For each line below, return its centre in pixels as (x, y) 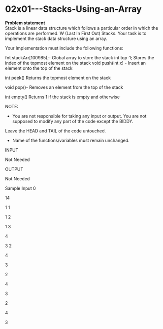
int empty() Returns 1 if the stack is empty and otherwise (62, 97)
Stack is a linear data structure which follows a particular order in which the (82, 28)
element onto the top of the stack (39, 68)
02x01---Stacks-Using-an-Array (73, 9)
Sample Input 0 (20, 188)
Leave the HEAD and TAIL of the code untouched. (56, 131)
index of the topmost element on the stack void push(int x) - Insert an (76, 63)
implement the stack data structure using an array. (56, 39)
